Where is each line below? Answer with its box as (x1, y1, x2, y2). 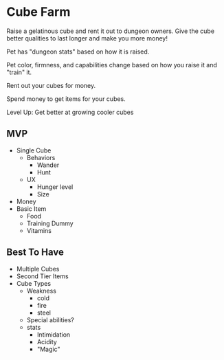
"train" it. (6, 68, 32, 76)
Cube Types (16, 279, 52, 287)
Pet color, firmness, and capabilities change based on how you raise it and (6, 60, 217, 69)
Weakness (26, 286, 56, 295)
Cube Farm (6, 4, 71, 20)
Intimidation (36, 330, 71, 339)
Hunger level (36, 183, 74, 191)
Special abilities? (26, 315, 75, 324)
